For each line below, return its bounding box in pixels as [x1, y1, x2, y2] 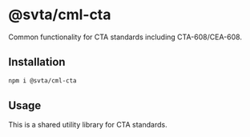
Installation [8, 55, 66, 69]
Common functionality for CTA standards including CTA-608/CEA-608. [8, 32, 243, 42]
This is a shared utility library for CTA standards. [8, 120, 167, 130]
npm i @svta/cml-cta [8, 76, 78, 85]
